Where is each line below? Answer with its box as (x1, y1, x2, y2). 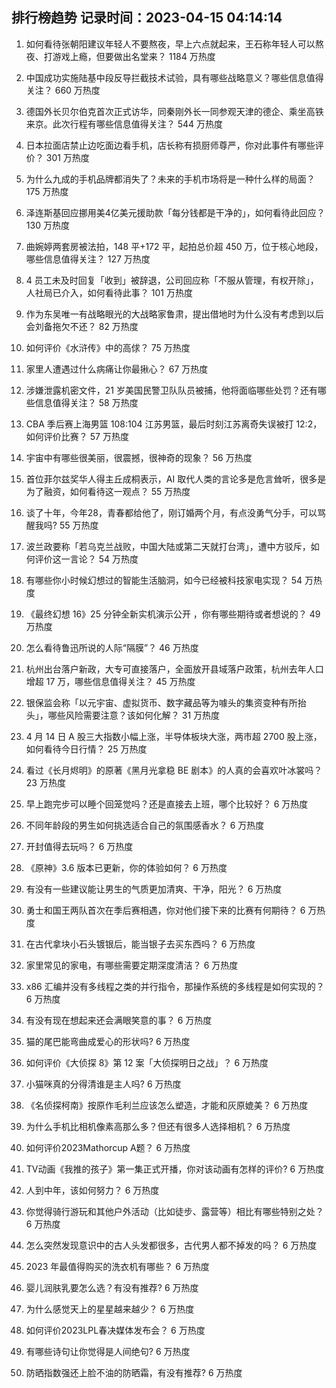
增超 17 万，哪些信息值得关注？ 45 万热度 (25, 675, 196, 687)
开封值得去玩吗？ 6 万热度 (25, 840, 134, 852)
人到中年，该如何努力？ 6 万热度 (25, 1184, 160, 1196)
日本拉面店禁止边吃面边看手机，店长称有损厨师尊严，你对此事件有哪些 (25, 139, 316, 151)
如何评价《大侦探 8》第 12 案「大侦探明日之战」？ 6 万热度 (25, 1056, 269, 1068)
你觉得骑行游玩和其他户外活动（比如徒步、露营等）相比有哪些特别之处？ (25, 1205, 324, 1217)
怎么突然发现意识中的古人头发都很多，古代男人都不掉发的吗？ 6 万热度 (25, 1239, 318, 1251)
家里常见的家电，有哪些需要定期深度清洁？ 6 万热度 (25, 959, 239, 971)
